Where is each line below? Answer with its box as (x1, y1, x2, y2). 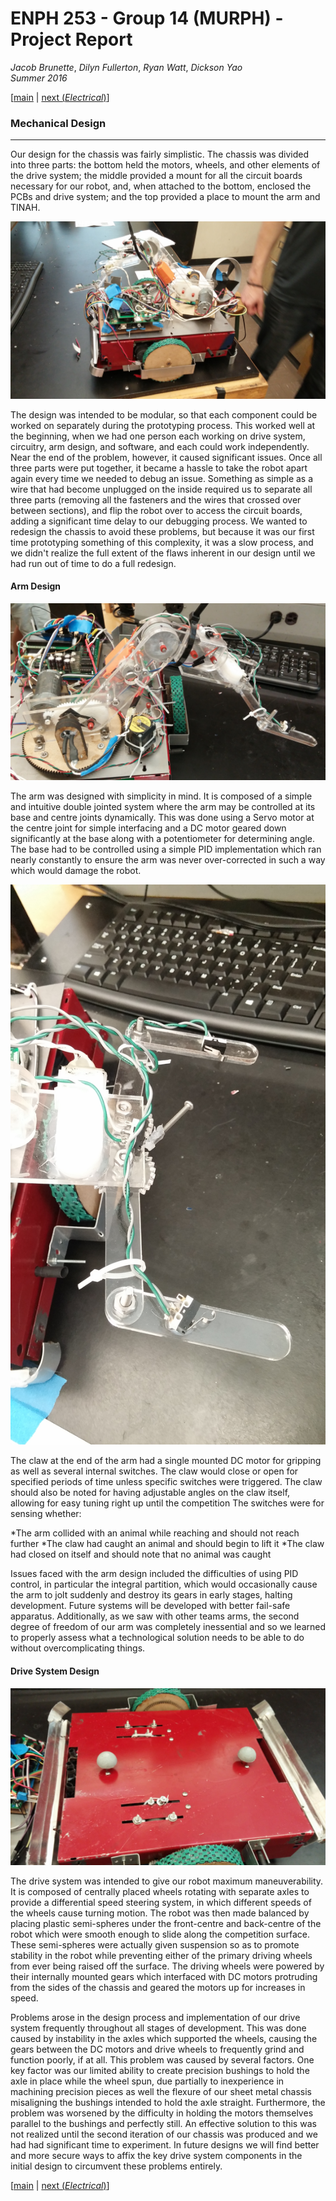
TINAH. (10, 202, 41, 214)
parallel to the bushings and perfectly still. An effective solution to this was (10, 2118, 317, 2130)
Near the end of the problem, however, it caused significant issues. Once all (10, 451, 323, 463)
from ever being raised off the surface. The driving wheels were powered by (10, 1960, 325, 1972)
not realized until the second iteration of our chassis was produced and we (10, 2128, 318, 2141)
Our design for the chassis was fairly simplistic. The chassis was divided (10, 148, 310, 161)
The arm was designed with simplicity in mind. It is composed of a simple (10, 790, 313, 802)
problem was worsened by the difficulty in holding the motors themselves (10, 2107, 314, 2119)
